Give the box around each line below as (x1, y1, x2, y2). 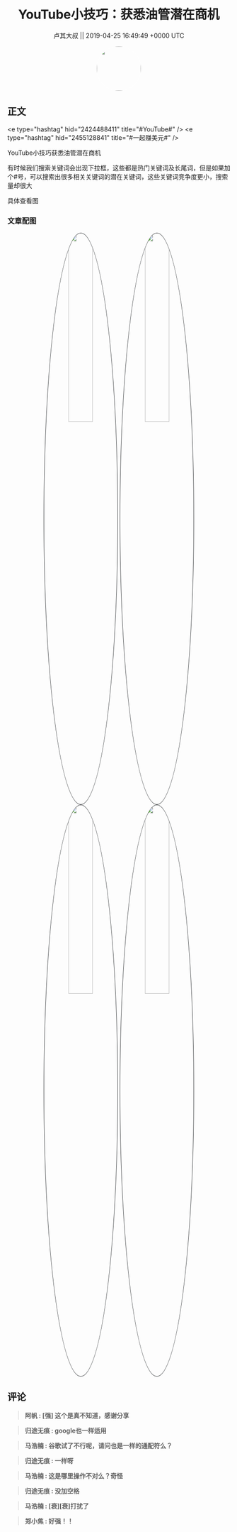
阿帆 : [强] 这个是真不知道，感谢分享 (24, 1411, 129, 1420)
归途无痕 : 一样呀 (24, 1456, 74, 1465)
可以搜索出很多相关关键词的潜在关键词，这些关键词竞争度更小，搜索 (29, 172, 229, 181)
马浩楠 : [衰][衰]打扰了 (24, 1501, 90, 1510)
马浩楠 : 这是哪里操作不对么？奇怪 (24, 1471, 124, 1480)
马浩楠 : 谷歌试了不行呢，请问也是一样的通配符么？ (24, 1441, 173, 1450)
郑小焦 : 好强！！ (24, 1516, 74, 1525)
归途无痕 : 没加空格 (24, 1487, 80, 1495)
